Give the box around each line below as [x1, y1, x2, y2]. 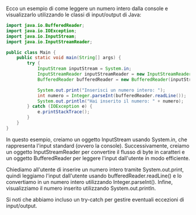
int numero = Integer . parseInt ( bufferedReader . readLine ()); [37, 93, 187, 98]
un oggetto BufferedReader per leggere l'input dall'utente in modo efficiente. [6, 155, 190, 162]
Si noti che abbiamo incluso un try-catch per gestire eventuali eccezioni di [6, 196, 184, 203]
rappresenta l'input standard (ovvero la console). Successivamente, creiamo [6, 142, 190, 149]
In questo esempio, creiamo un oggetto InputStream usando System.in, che [6, 136, 188, 143]
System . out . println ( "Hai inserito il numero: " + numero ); [37, 98, 184, 104]
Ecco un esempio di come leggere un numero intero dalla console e [6, 5, 168, 12]
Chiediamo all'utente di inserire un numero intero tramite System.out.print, [6, 166, 184, 173]
